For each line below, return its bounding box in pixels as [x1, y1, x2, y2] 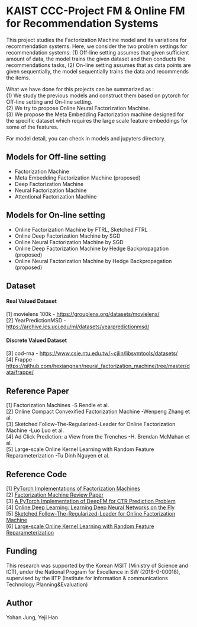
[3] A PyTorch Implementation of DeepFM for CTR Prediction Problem [6, 497, 176, 504]
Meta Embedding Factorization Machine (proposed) [14, 174, 141, 181]
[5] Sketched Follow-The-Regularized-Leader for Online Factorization [6, 510, 176, 517]
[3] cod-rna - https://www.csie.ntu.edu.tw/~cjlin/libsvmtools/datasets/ [6, 350, 178, 357]
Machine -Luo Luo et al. [6, 427, 64, 434]
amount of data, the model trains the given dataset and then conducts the [6, 55, 186, 62]
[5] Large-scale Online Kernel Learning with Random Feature [6, 446, 154, 453]
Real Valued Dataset [6, 297, 57, 305]
